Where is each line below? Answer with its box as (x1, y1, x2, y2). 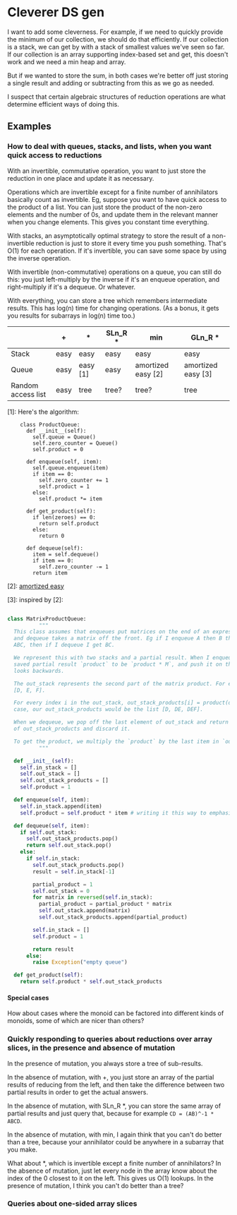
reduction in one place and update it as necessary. (7, 174, 154, 182)
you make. (7, 1145, 37, 1154)
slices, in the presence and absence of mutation (7, 1043, 176, 1053)
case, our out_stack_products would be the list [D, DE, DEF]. (13, 706, 203, 713)
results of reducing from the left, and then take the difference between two (7, 1080, 225, 1089)
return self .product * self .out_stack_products (20, 978, 162, 986)
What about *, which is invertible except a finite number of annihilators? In (7, 1159, 221, 1167)
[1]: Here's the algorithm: (7, 407, 80, 416)
